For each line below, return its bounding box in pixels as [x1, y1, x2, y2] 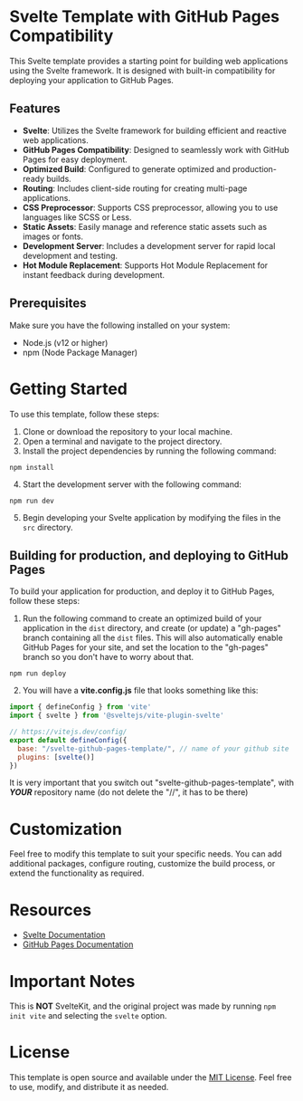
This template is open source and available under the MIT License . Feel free [9, 1072, 292, 1083]
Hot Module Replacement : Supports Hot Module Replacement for [22, 260, 269, 271]
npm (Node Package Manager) [22, 347, 138, 358]
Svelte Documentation [22, 930, 106, 941]
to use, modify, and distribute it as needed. [9, 1082, 169, 1093]
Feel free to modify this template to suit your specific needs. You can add [9, 848, 282, 859]
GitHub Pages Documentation [22, 939, 134, 950]
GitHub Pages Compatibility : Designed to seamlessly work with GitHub [22, 144, 289, 155]
